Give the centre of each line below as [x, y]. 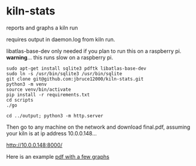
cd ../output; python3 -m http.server [55, 115]
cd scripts [20, 100]
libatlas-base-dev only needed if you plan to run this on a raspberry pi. [94, 51]
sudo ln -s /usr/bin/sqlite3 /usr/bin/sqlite [64, 73]
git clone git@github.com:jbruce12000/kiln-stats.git [75, 79]
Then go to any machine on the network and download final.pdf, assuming [98, 127]
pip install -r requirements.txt [48, 94]
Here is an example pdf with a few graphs [58, 156]
